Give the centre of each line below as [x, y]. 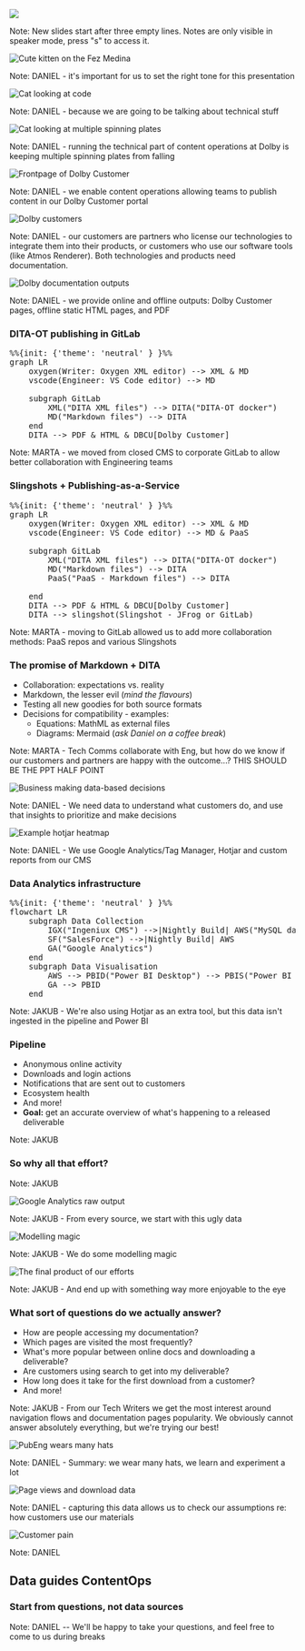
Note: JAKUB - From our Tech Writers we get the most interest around [141, 1408]
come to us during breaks [58, 1636]
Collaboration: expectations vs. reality [93, 685]
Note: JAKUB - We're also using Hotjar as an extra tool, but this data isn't [146, 1012]
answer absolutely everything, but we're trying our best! [114, 1427]
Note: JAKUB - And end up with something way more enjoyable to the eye [148, 1289]
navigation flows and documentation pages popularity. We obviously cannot [151, 1418]
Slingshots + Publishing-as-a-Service [94, 486]
